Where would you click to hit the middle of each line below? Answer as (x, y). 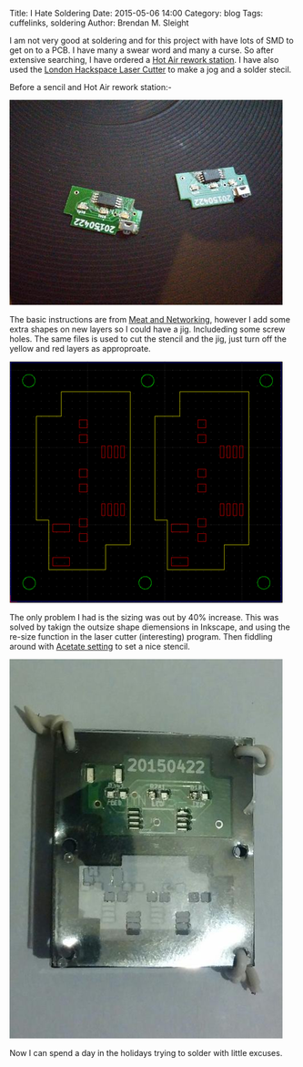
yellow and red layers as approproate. (81, 349)
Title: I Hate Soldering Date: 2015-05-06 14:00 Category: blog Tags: (136, 13)
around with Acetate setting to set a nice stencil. (100, 646)
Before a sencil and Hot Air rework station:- (91, 87)
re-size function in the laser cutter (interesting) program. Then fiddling (141, 636)
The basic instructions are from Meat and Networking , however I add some (150, 319)
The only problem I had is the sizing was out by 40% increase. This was (144, 617)
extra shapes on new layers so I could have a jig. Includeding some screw (147, 329)
